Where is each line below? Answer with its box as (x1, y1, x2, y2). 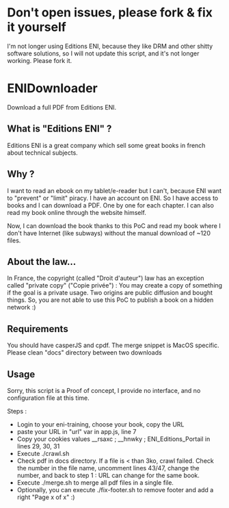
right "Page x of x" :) (16, 493, 75, 501)
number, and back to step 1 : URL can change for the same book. (16, 471, 200, 479)
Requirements (7, 323, 68, 335)
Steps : (7, 407, 27, 415)
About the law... (7, 255, 77, 268)
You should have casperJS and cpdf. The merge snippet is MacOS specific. (7, 341, 219, 350)
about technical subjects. (7, 149, 79, 157)
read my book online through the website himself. (7, 208, 147, 216)
